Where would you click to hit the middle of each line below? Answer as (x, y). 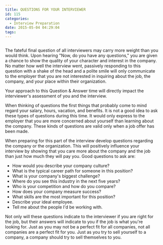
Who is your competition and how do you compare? (64, 186)
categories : (17, 19)
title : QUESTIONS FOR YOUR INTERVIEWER (45, 9)
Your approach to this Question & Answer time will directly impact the (74, 91)
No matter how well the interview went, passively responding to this (73, 66)
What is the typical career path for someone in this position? (72, 171)
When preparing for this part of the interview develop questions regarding (79, 141)
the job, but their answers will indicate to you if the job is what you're (74, 222)
